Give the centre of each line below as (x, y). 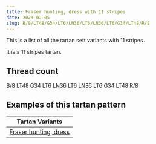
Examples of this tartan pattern (66, 104)
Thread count (32, 71)
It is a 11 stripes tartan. (34, 52)
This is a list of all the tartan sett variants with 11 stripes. (76, 41)
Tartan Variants (39, 122)
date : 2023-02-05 (28, 18)
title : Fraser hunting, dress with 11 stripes (66, 12)
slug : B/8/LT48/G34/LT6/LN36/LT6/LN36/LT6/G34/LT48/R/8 (78, 23)
